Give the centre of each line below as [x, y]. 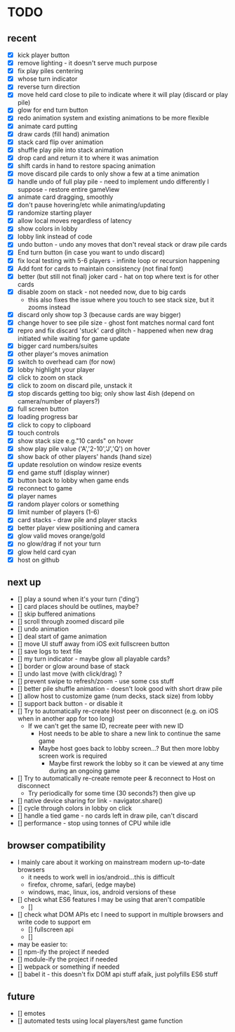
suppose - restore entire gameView [68, 189]
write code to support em [54, 922]
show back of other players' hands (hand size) [85, 456]
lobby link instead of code [55, 237]
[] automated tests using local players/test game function [100, 1021]
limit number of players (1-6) [59, 512]
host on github [38, 560]
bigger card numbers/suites [58, 346]
